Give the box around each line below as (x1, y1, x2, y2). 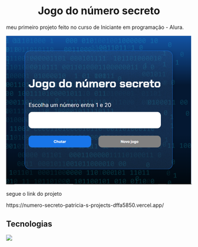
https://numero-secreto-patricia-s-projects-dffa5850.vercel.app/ (6, 202, 164, 209)
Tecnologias (6, 219, 52, 229)
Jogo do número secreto (38, 4, 160, 18)
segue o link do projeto (6, 190, 62, 197)
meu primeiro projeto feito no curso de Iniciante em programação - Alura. (6, 24, 184, 31)
